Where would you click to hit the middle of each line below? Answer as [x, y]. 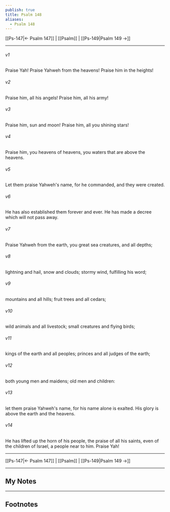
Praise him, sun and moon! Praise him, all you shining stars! [67, 125]
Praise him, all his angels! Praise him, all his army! [57, 98]
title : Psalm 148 [24, 15]
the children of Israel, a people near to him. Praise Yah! [62, 446]
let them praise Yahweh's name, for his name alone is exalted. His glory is [82, 408]
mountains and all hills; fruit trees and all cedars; [56, 300]
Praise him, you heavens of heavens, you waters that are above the [75, 152]
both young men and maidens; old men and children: [60, 381]
